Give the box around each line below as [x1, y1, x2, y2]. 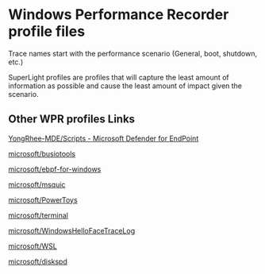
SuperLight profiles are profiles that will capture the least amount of [8, 72, 230, 82]
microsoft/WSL [8, 241, 57, 251]
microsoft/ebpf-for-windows [8, 164, 102, 174]
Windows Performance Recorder [8, 6, 229, 24]
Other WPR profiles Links [8, 113, 136, 126]
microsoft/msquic [8, 179, 66, 189]
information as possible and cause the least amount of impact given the [8, 81, 243, 91]
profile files [8, 22, 86, 41]
